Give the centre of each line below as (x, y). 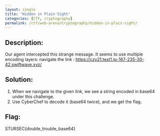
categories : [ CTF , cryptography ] (39, 18)
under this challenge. (33, 96)
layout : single (20, 9)
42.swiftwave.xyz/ (24, 65)
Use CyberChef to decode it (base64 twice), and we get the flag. (77, 102)
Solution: (19, 80)
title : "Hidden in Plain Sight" (38, 14)
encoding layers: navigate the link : (40, 60)
